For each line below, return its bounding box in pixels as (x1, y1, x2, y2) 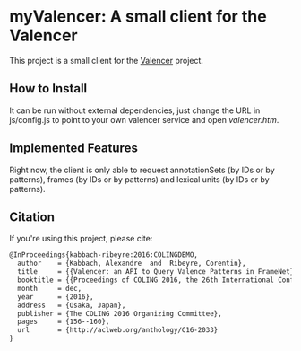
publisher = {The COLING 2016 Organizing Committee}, (17, 309, 222, 318)
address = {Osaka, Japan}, (17, 301, 126, 310)
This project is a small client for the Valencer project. (9, 55, 204, 66)
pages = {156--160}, (17, 317, 110, 327)
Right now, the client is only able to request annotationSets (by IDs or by (9, 164, 275, 175)
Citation (9, 209, 56, 224)
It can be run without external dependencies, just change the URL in (9, 105, 261, 116)
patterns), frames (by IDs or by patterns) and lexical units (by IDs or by (9, 173, 271, 185)
